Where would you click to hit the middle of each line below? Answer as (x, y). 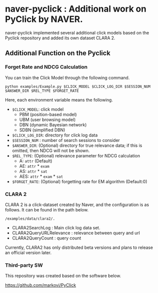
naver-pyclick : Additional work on (76, 9)
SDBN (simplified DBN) (42, 130)
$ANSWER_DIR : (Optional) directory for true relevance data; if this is (77, 145)
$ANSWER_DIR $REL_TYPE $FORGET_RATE (42, 91)
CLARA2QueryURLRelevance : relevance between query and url (76, 233)
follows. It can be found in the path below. (47, 209)
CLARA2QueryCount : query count (47, 238)
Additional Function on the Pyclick (58, 53)
